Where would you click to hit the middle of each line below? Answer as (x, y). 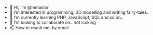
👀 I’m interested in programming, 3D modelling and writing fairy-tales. (79, 12)
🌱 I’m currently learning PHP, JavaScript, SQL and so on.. (66, 17)
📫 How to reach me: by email (39, 28)
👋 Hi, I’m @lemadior (29, 7)
